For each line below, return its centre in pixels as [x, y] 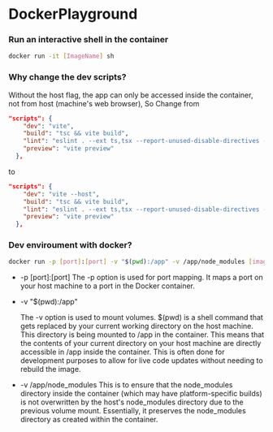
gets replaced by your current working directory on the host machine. [136, 326]
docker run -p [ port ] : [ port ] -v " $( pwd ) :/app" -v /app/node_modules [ [130, 262]
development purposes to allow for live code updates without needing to [141, 361]
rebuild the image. [50, 369]
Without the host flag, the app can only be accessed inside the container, [131, 95]
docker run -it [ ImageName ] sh [61, 56]
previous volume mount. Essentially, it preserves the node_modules [133, 411]
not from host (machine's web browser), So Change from [104, 103]
